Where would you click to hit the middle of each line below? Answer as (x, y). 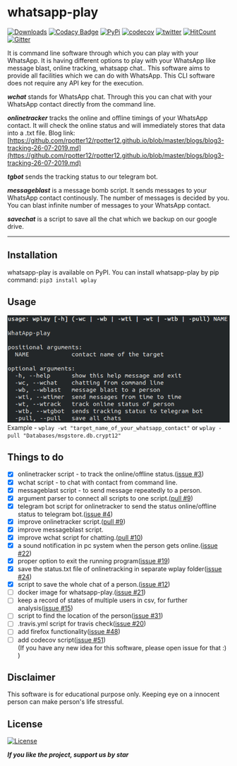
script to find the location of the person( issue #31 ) (90, 616)
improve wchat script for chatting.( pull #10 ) (80, 537)
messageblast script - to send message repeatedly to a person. (110, 490)
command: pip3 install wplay (52, 280)
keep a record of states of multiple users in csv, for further (103, 600)
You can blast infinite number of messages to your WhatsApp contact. (109, 205)
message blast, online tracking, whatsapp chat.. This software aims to (109, 68)
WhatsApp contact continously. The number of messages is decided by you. (119, 198)
